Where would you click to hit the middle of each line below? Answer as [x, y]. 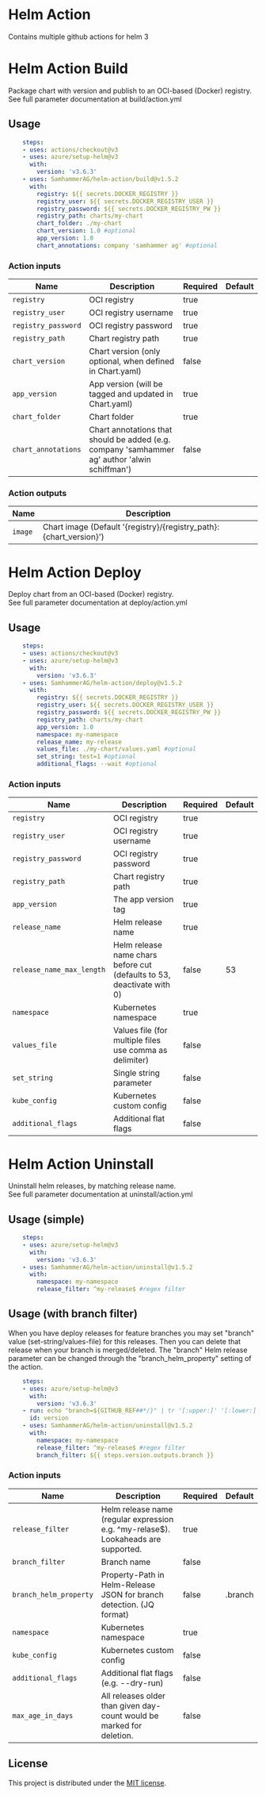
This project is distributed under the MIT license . [87, 1782]
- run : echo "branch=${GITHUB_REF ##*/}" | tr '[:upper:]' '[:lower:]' [141, 1411]
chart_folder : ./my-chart [80, 224]
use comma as [141, 1051]
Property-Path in [133, 1574]
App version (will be [126, 384]
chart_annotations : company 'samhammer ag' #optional [127, 245]
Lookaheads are [131, 1539]
